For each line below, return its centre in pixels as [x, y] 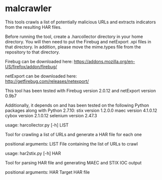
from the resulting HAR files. [33, 27]
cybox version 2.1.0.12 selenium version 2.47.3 [51, 115]
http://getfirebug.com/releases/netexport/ [47, 81]
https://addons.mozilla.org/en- [104, 61]
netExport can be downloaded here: [41, 76]
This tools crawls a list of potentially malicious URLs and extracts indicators [81, 22]
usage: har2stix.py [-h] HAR [33, 153]
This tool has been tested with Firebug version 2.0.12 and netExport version [81, 90]
